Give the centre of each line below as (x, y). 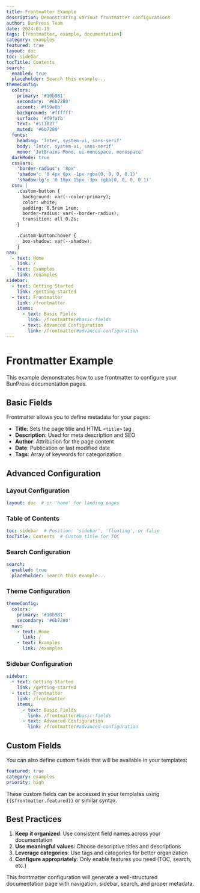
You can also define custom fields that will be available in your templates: (97, 760)
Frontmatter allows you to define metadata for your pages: (78, 417)
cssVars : (23, 163)
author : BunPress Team (35, 23)
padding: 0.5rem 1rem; (50, 208)
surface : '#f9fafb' (41, 118)
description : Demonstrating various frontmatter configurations (88, 17)
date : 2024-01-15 (28, 29)
